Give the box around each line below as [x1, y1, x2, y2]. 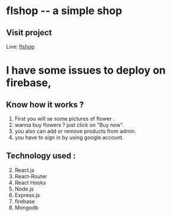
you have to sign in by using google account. [14, 134, 124, 141]
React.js [14, 166, 35, 173]
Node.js [14, 185, 34, 192]
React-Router [14, 172, 47, 180]
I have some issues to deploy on [6, 64, 166, 77]
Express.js [14, 191, 40, 198]
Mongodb [14, 204, 39, 211]
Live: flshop [6, 43, 35, 50]
